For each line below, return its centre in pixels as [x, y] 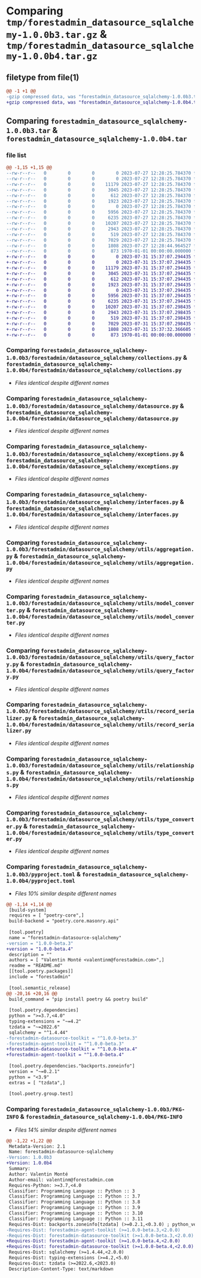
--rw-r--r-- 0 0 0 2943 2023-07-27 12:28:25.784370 [99, 229]
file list [16, 155]
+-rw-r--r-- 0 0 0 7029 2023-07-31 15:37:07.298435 [99, 324]
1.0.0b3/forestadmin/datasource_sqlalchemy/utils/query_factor [100, 657]
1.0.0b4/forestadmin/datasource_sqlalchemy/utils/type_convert [100, 833]
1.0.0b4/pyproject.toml [41, 881]
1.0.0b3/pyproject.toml [41, 875]
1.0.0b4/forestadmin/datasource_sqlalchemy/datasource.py [92, 418]
